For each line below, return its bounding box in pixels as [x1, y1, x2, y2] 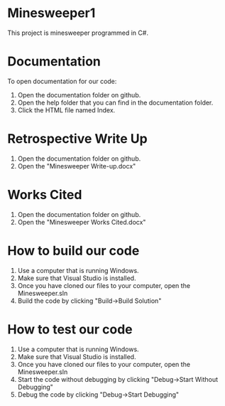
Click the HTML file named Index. [17, 105, 116, 114]
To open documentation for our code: [7, 77, 117, 85]
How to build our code [7, 242, 140, 259]
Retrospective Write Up [7, 131, 148, 147]
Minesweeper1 [7, 5, 96, 21]
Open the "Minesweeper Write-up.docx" [17, 161, 136, 170]
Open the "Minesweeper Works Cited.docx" [17, 218, 146, 226]
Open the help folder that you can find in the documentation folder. [17, 98, 214, 107]
